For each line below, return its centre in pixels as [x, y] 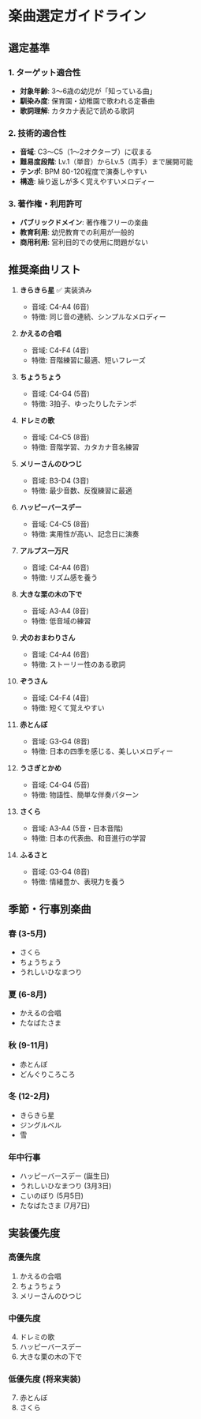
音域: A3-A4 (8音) [60, 611]
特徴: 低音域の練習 [61, 621]
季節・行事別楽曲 [50, 909]
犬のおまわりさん [47, 638]
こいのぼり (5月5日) [52, 1196]
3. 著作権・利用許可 [45, 204]
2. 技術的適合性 [37, 133]
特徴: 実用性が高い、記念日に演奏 [85, 534]
